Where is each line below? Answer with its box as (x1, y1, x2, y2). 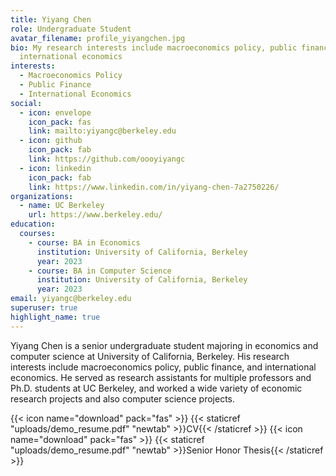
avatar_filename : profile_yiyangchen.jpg (10, 33, 186, 43)
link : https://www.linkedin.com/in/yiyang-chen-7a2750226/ (28, 182, 280, 192)
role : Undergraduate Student (10, 24, 132, 34)
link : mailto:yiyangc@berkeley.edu (28, 126, 177, 136)
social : (10, 98, 43, 108)
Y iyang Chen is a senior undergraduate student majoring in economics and (10, 339, 319, 351)
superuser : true (10, 303, 78, 313)
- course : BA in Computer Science (28, 266, 172, 276)
